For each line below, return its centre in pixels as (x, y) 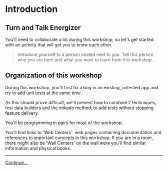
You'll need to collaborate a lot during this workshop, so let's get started (79, 39)
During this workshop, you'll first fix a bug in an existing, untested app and (82, 87)
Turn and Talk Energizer (43, 28)
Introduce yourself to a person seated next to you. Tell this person (85, 54)
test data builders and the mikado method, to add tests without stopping (79, 108)
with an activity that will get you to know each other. (59, 45)
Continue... (16, 163)
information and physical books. (38, 148)
